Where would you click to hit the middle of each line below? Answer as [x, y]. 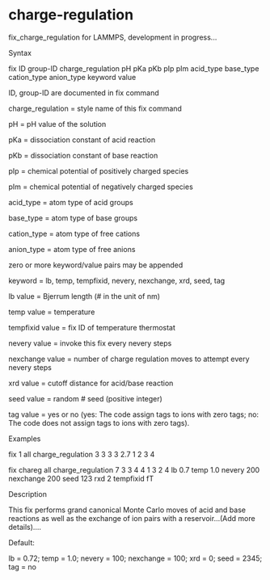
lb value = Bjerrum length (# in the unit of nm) [84, 296]
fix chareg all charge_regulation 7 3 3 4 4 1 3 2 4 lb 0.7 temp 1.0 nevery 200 [134, 469]
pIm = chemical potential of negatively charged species [101, 187]
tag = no [22, 566]
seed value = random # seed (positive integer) [86, 398]
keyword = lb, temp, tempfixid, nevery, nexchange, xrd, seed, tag [117, 280]
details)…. [25, 527]
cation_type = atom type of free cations [74, 233]
